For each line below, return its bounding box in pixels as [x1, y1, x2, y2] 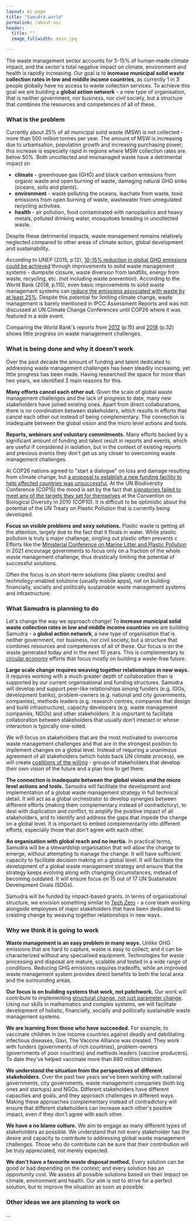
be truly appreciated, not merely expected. [6, 1147, 109, 1154]
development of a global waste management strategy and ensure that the [6, 862, 183, 869]
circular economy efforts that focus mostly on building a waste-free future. [6, 655, 186, 662]
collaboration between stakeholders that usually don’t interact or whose [6, 716, 180, 723]
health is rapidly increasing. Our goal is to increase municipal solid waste [6, 70, 184, 76]
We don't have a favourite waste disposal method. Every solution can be [6, 1159, 184, 1166]
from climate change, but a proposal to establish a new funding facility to [6, 473, 183, 480]
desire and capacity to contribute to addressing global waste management [6, 1135, 185, 1142]
